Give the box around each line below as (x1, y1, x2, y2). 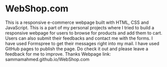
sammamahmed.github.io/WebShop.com (5, 56, 90, 62)
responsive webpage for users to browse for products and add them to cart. (5, 30, 162, 36)
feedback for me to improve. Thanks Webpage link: (5, 51, 111, 57)
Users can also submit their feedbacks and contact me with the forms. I (5, 35, 153, 41)
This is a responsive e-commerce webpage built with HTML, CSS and (5, 19, 149, 25)
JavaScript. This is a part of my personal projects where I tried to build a (5, 24, 154, 30)
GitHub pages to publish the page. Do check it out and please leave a (5, 46, 148, 52)
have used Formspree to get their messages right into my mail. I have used (5, 40, 159, 46)
